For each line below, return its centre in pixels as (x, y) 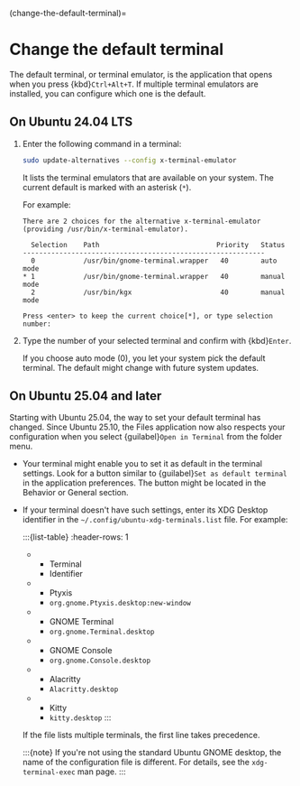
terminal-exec (49, 772)
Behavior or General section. (75, 493)
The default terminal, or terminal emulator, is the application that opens (141, 74)
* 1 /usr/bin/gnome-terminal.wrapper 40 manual (154, 276)
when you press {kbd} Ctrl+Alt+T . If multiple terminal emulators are (134, 84)
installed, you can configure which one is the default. (108, 93)
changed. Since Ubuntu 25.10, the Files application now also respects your (147, 427)
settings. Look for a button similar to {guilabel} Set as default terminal (155, 474)
